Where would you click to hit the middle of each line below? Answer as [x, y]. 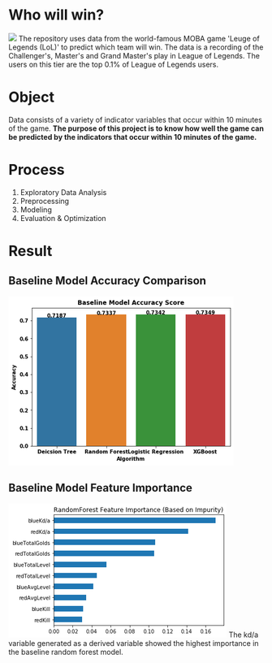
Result [30, 251]
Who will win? [56, 15]
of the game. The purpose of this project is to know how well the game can [136, 128]
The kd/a [244, 635]
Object [32, 97]
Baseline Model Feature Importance [101, 488]
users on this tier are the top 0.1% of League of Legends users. [114, 64]
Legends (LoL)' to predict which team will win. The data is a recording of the [136, 47]
